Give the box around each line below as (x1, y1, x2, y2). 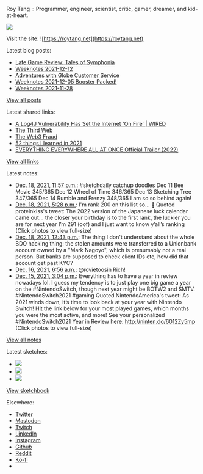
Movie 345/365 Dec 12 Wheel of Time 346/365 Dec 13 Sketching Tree (15, 188, 192, 195)
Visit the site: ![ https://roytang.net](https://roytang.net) (6, 35, 144, 42)
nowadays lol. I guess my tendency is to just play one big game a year (15, 279, 191, 286)
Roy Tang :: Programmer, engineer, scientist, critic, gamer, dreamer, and (6, 5, 187, 12)
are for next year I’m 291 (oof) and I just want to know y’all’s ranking (15, 221, 185, 228)
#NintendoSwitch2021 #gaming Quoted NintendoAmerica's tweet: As (15, 292, 189, 299)
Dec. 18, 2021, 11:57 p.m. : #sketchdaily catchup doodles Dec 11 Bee (15, 181, 184, 189)
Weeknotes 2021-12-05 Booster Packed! (15, 78, 117, 85)
